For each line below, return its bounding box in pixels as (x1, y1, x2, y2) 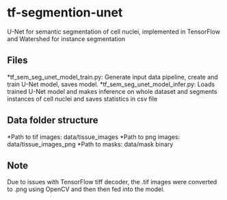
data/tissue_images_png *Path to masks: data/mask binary (7, 140, 174, 148)
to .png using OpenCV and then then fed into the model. (7, 185, 165, 193)
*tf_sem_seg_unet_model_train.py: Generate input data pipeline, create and (7, 73, 219, 81)
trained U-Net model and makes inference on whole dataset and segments (7, 87, 217, 95)
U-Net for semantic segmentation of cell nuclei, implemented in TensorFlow (7, 27, 221, 36)
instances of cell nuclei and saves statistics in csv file (7, 95, 158, 103)
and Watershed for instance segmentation (7, 34, 126, 42)
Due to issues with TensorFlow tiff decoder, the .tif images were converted (7, 178, 217, 186)
